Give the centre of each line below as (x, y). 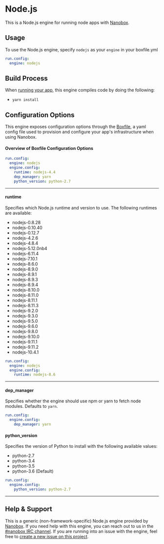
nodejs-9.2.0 (25, 311)
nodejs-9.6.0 (25, 326)
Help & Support (29, 509)
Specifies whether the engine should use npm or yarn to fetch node (73, 401)
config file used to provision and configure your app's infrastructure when (79, 132)
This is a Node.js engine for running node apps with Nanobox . (67, 22)
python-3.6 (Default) (33, 471)
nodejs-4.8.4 (25, 243)
